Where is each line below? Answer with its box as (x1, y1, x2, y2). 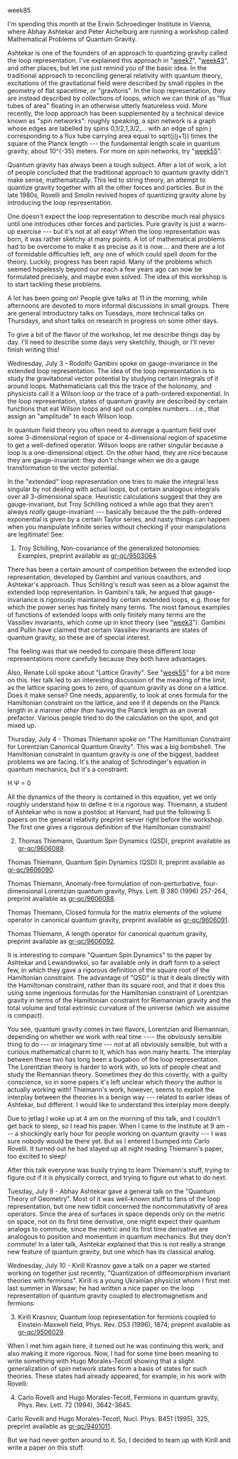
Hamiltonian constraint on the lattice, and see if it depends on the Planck (7, 699, 220, 706)
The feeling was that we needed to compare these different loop (7, 647, 196, 655)
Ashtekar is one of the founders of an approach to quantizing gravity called (7, 49, 227, 57)
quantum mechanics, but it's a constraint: (7, 765, 129, 773)
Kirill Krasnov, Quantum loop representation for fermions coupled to (17, 1313, 217, 1321)
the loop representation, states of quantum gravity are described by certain (7, 397, 228, 405)
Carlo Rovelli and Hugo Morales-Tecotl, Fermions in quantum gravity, (17, 1393, 220, 1401)
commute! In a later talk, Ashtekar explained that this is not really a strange (7, 1240, 226, 1248)
